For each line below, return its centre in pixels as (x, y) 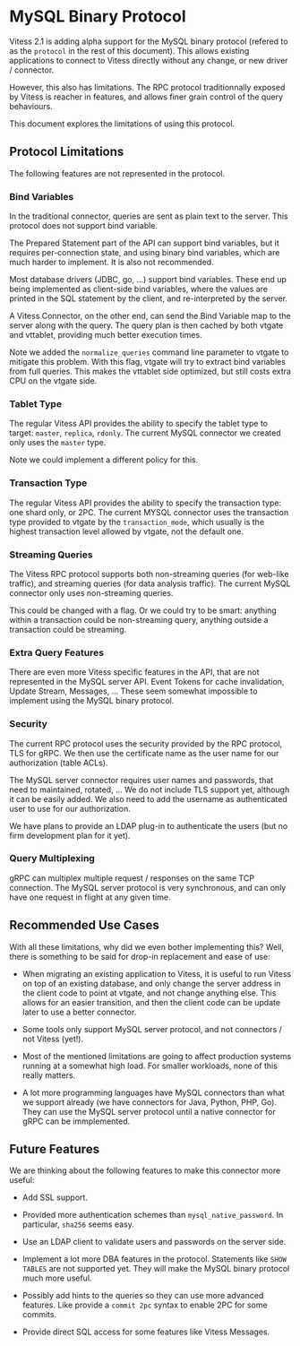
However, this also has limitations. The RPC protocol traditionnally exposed (147, 87)
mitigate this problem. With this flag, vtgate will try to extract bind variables (148, 362)
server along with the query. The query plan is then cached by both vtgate (146, 325)
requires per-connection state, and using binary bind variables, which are (145, 253)
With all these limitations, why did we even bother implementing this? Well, (147, 946)
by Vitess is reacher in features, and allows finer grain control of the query (146, 97)
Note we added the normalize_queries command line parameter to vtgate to (149, 352)
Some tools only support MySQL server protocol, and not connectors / (152, 1029)
